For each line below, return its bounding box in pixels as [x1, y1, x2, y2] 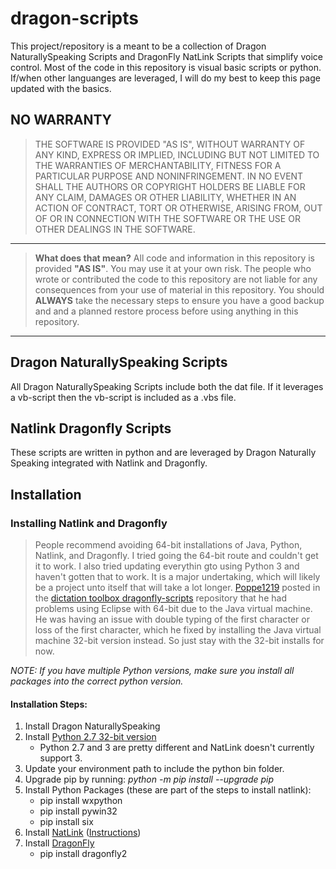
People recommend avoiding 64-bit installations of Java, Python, [34, 539, 303, 551]
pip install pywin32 [39, 805, 118, 817]
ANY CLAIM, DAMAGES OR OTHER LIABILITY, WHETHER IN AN [34, 191, 297, 203]
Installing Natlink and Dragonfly [10, 516, 168, 530]
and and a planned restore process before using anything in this [34, 305, 299, 317]
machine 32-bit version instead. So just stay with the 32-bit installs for [34, 635, 325, 647]
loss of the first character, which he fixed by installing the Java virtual [34, 624, 322, 636]
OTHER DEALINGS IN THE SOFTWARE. [34, 223, 196, 235]
